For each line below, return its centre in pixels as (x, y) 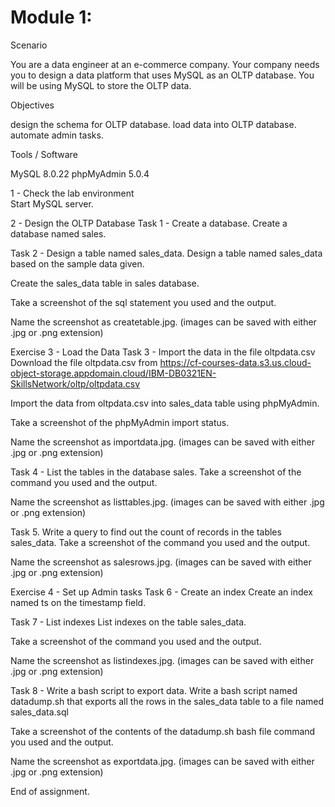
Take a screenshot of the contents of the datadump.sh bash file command (163, 731)
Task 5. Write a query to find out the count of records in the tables (146, 532)
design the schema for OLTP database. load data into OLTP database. (153, 124)
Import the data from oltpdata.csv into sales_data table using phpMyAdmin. (165, 403)
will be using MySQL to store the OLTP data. (101, 85)
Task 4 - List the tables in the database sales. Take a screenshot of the (156, 472)
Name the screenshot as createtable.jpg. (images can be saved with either (163, 322)
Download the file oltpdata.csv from (84, 362)
